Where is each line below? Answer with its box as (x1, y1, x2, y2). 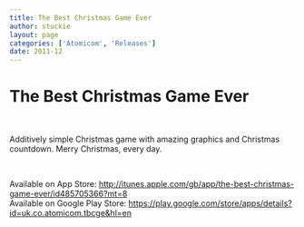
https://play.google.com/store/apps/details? (128, 198, 292, 209)
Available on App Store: (9, 179, 97, 190)
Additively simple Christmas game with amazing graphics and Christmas (9, 133, 280, 145)
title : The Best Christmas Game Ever (9, 13, 152, 23)
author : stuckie (9, 22, 71, 31)
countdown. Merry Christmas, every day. (9, 143, 162, 154)
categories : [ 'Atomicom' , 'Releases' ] (9, 38, 156, 48)
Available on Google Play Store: (9, 198, 127, 209)
